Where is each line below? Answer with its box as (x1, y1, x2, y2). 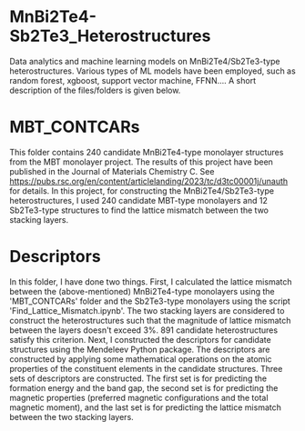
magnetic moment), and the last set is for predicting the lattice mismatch (9, 402, 282, 413)
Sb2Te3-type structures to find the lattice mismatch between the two (9, 205, 269, 215)
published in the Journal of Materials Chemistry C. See (9, 165, 215, 176)
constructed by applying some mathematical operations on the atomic (9, 353, 272, 365)
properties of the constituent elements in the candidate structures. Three (9, 363, 283, 374)
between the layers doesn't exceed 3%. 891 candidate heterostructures (9, 325, 279, 336)
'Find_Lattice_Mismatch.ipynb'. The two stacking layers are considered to (9, 305, 285, 316)
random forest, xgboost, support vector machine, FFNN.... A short (9, 75, 257, 85)
